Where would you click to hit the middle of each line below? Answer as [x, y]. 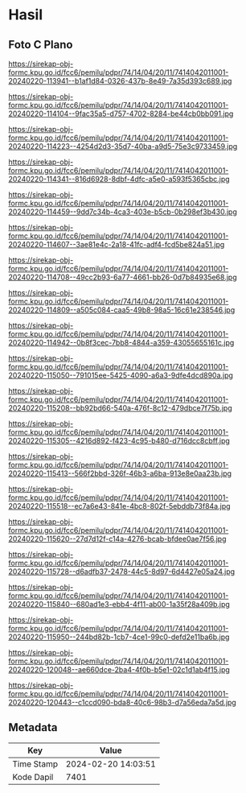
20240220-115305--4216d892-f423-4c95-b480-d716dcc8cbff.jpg [119, 441]
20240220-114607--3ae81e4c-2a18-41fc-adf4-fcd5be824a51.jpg [117, 244]
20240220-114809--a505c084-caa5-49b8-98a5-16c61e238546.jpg [122, 310]
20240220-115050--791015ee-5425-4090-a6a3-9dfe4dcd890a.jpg [121, 375]
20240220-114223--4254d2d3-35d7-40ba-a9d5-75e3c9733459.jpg [123, 146]
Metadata [33, 727]
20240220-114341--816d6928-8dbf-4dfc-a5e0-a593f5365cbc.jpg [119, 179]
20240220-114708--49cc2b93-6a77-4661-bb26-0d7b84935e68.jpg [123, 277]
